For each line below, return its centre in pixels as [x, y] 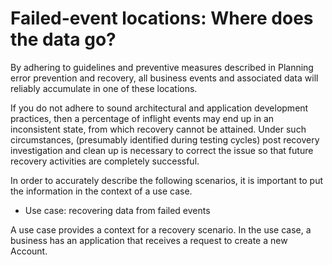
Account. [29, 251]
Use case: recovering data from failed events [117, 210]
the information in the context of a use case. [101, 191]
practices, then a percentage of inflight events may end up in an [142, 118]
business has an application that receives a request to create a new [149, 240]
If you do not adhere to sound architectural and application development [159, 108]
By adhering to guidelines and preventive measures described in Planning [162, 67]
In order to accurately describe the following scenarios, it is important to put [167, 180]
